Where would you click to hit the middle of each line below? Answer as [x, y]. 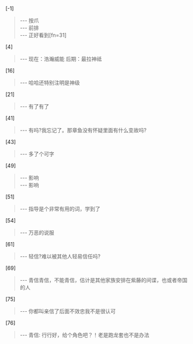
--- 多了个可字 [37, 154]
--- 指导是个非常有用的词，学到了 [60, 209]
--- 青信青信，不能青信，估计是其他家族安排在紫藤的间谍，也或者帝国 [104, 280]
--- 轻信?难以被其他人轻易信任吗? [60, 256]
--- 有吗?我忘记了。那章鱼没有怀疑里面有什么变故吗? [83, 130]
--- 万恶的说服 [37, 233]
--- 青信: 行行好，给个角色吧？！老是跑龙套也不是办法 [85, 335]
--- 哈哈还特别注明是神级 [50, 82]
